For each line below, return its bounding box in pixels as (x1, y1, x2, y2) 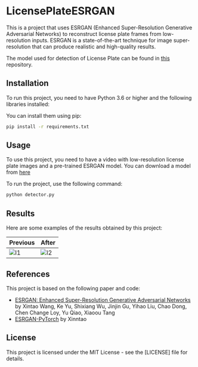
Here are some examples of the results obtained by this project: (6, 224, 163, 231)
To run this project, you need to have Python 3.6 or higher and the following (6, 94, 192, 101)
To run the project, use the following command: (6, 181, 123, 188)
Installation (6, 78, 49, 88)
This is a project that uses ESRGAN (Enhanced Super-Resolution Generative (6, 24, 193, 31)
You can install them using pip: (6, 112, 82, 119)
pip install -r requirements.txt (6, 124, 89, 130)
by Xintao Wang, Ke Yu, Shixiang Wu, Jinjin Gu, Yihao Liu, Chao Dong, (14, 302, 187, 310)
